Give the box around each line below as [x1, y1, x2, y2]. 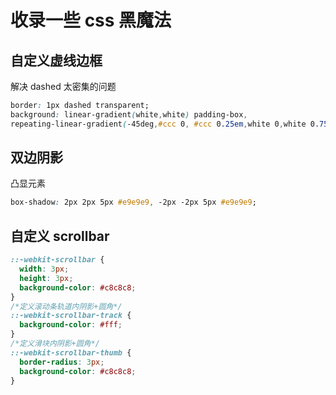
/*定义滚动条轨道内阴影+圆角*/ [10, 301, 123, 311]
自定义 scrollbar [10, 227, 110, 245]
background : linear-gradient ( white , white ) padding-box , [10, 109, 248, 120]
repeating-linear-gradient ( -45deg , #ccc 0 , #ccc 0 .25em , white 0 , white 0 [10, 119, 315, 129]
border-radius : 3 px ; [19, 357, 105, 367]
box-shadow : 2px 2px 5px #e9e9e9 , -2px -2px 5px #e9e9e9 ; [10, 197, 257, 208]
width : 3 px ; [19, 264, 70, 274]
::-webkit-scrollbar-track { [10, 311, 132, 321]
